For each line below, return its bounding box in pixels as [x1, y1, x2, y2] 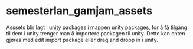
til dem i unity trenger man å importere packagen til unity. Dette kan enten [6, 30, 185, 37]
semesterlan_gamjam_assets [6, 4, 152, 18]
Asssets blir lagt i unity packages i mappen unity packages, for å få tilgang [6, 24, 188, 31]
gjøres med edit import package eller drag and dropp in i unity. [6, 36, 158, 43]
